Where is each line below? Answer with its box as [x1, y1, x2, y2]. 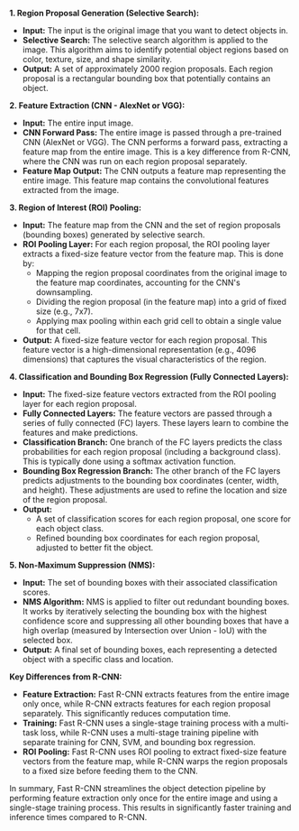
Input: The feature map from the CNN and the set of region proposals [22, 220, 281, 230]
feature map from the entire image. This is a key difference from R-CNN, [22, 146, 291, 157]
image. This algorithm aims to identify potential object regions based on [22, 44, 289, 55]
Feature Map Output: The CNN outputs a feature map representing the [22, 166, 286, 176]
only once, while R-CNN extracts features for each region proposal [22, 698, 271, 709]
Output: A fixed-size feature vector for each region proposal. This [22, 335, 267, 346]
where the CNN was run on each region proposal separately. [22, 156, 248, 166]
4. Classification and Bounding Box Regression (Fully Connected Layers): [9, 372, 290, 382]
